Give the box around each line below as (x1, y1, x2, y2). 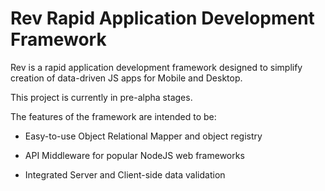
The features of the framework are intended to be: (10, 110, 217, 122)
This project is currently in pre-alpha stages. (10, 91, 193, 103)
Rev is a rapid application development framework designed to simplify (10, 61, 303, 73)
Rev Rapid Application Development (10, 7, 315, 30)
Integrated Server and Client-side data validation (24, 168, 226, 181)
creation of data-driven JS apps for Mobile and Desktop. (10, 72, 243, 84)
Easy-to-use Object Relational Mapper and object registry (24, 130, 263, 142)
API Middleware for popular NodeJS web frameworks (24, 149, 245, 161)
